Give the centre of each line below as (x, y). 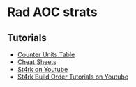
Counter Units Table (46, 54)
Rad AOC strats (52, 12)
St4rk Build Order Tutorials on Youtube (73, 77)
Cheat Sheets (37, 62)
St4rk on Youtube (43, 69)
